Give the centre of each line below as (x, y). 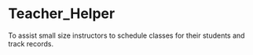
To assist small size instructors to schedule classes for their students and (126, 35)
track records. (31, 43)
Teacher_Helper (62, 14)
